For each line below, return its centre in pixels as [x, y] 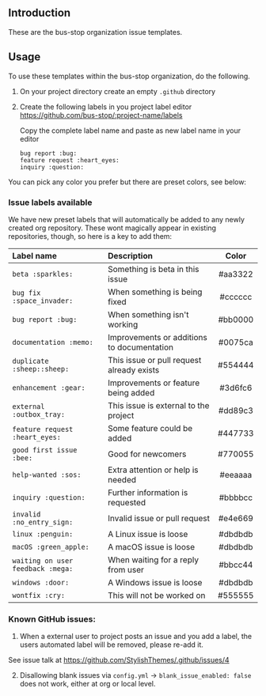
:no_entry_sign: [43, 522]
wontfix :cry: [39, 595]
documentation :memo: [53, 342]
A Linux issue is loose [148, 534]
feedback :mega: [43, 568]
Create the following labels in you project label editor [106, 107]
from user [126, 569]
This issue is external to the [159, 405]
